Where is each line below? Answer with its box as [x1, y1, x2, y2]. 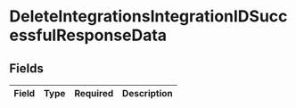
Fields [9, 61, 45, 76]
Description [121, 87, 174, 99]
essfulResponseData [9, 25, 168, 46]
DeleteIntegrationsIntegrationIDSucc [9, 6, 288, 27]
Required [74, 87, 114, 99]
